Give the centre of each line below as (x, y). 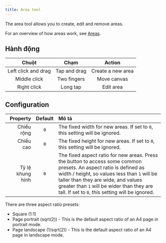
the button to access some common (100, 162)
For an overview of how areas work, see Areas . (53, 33)
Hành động (22, 49)
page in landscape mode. (38, 235)
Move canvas (113, 79)
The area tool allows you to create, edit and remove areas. (64, 24)
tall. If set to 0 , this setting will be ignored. (106, 192)
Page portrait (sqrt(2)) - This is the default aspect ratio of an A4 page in (85, 219)
